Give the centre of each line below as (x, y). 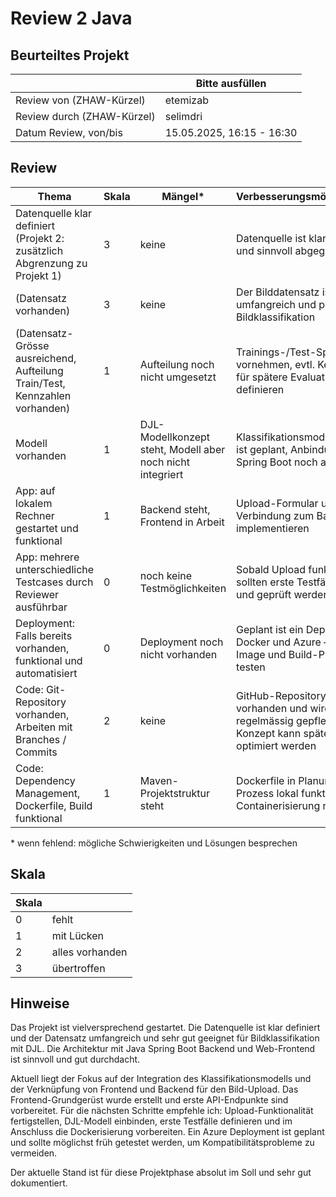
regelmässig (265, 720)
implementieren (273, 528)
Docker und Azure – (283, 642)
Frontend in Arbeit (182, 522)
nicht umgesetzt (178, 377)
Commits (36, 752)
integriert (161, 474)
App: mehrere (47, 557)
